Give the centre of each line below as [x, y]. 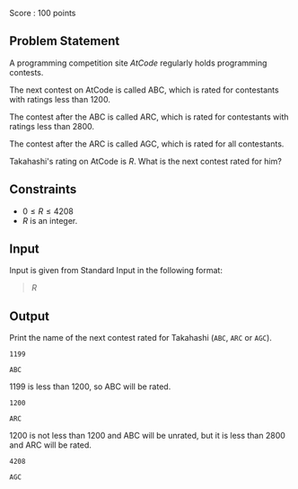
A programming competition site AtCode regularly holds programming [138, 63]
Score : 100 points [43, 13]
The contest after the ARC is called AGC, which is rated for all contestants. [147, 144]
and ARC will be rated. [51, 445]
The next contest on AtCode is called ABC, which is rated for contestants [145, 90]
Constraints [43, 189]
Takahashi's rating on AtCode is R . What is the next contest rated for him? [146, 161]
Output [29, 316]
